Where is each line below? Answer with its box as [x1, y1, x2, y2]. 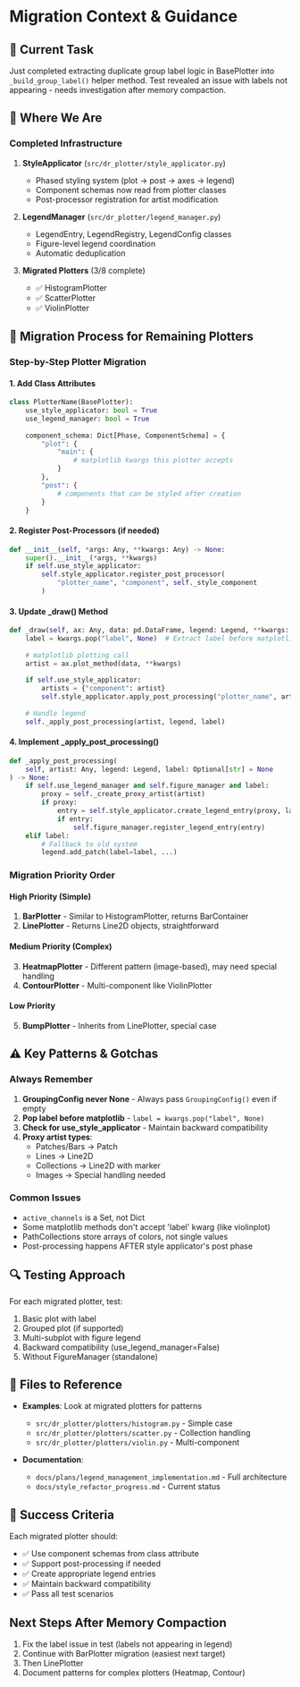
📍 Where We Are [9, 110, 103, 126]
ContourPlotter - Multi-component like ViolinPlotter [21, 979, 212, 990]
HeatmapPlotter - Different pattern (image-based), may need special [21, 961, 278, 971]
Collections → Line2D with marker [35, 1160, 161, 1171]
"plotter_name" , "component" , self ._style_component [56, 579, 257, 588]
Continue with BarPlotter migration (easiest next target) [21, 1649, 226, 1659]
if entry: [56, 814, 94, 824]
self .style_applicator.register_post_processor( [41, 570, 226, 579]
